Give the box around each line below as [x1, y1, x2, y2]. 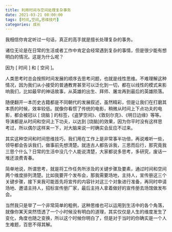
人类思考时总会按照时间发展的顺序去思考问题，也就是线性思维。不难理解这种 [5, 75, 167, 82]
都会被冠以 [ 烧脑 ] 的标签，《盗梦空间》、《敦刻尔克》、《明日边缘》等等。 [14, 112, 164, 118]
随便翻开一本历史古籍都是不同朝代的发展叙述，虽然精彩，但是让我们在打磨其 [5, 99, 167, 106]
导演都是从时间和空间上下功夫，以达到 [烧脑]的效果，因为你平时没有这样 [5, 118, 158, 124]
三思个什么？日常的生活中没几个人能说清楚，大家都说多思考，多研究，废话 [5, 149, 162, 155]
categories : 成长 [5, 22, 41, 27]
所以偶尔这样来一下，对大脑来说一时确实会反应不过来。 [18, 125, 136, 131]
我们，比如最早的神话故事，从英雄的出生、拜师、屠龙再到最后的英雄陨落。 [9, 88, 167, 95]
